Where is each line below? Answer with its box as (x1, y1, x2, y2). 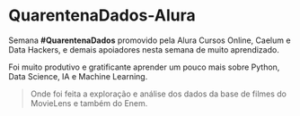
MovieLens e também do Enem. (30, 97, 148, 108)
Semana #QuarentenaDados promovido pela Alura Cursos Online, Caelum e (8, 35, 291, 46)
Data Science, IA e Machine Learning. (8, 70, 148, 81)
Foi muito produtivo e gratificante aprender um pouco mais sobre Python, (8, 62, 280, 72)
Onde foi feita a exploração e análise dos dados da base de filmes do (30, 88, 287, 99)
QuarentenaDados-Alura (8, 5, 196, 26)
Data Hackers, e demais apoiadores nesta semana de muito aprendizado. (8, 44, 279, 54)
